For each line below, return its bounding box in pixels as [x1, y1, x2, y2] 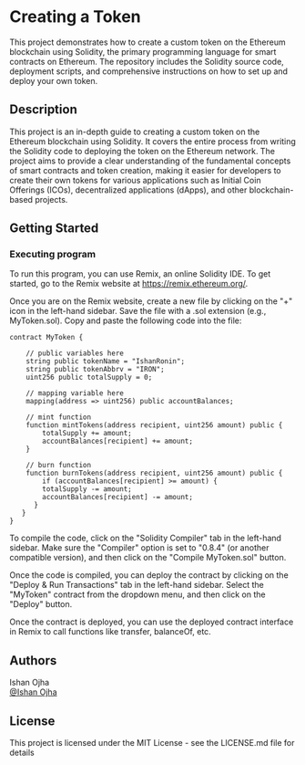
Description [9, 102, 77, 118]
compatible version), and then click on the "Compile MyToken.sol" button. [9, 552, 287, 563]
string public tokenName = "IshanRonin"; [25, 357, 185, 366]
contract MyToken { [9, 333, 84, 342]
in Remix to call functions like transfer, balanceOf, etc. [9, 626, 211, 637]
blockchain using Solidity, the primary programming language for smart [9, 46, 277, 57]
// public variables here [25, 349, 125, 358]
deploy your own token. [9, 75, 98, 86]
